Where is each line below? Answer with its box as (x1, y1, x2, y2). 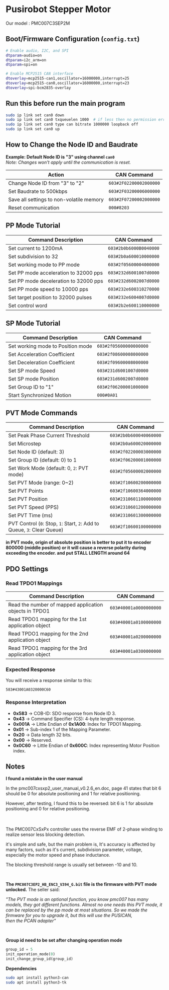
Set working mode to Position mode (8, 342, 92, 349)
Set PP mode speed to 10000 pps (8, 285, 89, 292)
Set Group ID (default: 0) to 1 (8, 456, 77, 464)
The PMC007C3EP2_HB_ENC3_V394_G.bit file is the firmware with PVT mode (6, 881, 157, 887)
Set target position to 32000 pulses (8, 293, 92, 300)
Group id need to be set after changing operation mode (6, 937, 122, 943)
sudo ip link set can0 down (6, 112, 65, 118)
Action (48, 171, 64, 178)
